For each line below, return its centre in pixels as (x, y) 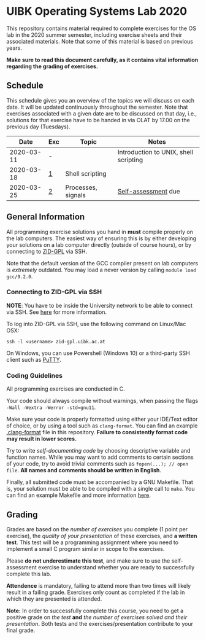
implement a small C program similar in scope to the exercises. (86, 548)
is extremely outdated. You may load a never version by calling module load (101, 270)
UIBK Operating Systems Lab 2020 (97, 11)
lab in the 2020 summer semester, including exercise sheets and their (94, 34)
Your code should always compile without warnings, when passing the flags (102, 401)
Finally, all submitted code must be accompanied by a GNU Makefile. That (100, 482)
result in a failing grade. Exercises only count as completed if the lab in (96, 592)
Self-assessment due (149, 191)
